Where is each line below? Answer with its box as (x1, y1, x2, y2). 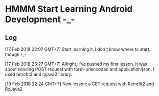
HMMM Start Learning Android (5, 3, 133, 15)
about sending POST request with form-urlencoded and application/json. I (5, 66, 155, 72)
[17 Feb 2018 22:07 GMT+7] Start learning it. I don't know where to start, (5, 47, 151, 52)
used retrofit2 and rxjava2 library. (5, 72, 72, 77)
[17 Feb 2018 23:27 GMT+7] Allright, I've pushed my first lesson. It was (5, 61, 148, 67)
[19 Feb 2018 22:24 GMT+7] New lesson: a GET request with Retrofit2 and (5, 81, 154, 87)
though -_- (5, 51, 27, 57)
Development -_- (5, 14, 75, 25)
